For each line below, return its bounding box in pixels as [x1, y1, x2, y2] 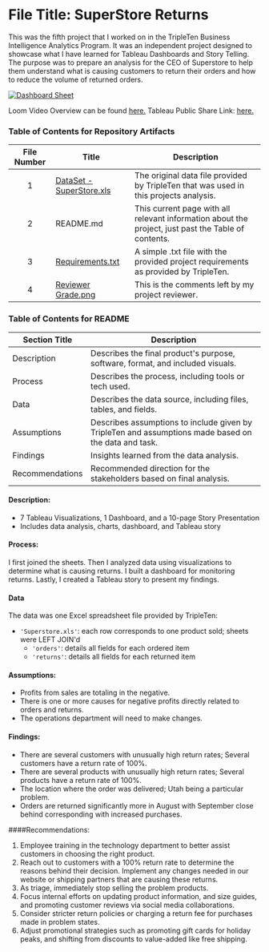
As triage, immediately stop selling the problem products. [19, 883, 209, 893]
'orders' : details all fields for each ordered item [31, 643, 190, 653]
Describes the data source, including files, [90, 393, 249, 405]
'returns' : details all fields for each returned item [31, 651, 196, 662]
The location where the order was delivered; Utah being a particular [19, 784, 244, 793]
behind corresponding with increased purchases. [19, 809, 183, 819]
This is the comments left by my [134, 279, 255, 290]
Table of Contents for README [8, 313, 130, 325]
